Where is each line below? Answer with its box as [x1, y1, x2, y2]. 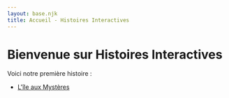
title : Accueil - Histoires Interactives [7, 17, 130, 24]
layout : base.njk [7, 10, 58, 17]
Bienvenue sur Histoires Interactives [7, 47, 223, 63]
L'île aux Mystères [17, 83, 70, 91]
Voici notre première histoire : [7, 70, 92, 78]
